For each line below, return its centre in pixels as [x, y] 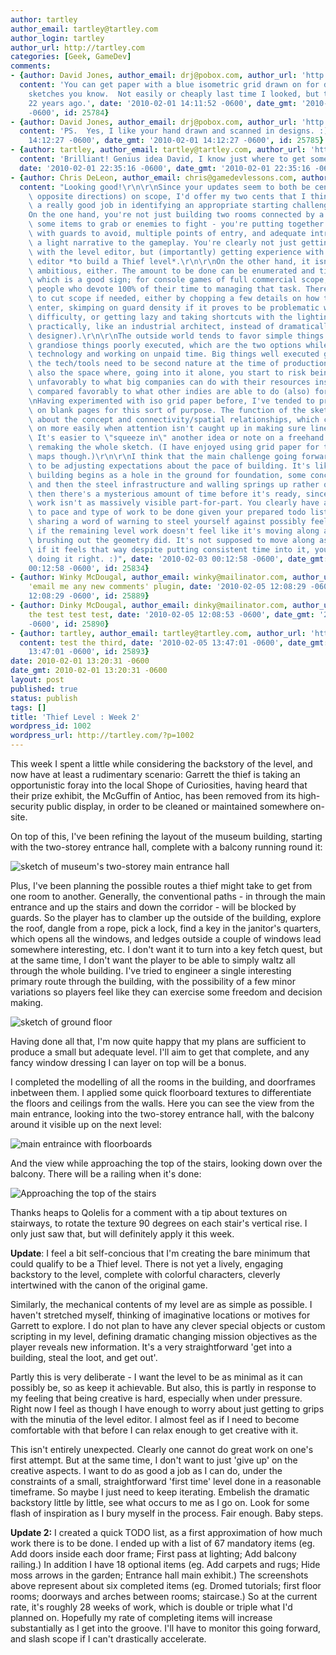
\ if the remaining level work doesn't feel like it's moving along [174, 531]
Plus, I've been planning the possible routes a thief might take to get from [161, 885]
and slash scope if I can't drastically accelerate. [108, 1639]
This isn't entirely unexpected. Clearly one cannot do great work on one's [162, 1449]
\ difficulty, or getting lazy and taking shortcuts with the [160, 317]
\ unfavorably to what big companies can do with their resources [169, 382]
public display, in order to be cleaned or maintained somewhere [177, 806]
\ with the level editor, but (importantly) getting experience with [176, 252]
